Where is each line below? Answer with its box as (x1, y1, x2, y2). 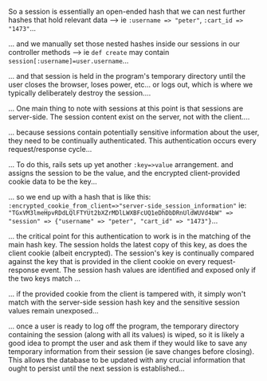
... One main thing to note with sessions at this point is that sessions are (8, 103, 244, 113)
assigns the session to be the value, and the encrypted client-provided (8, 169, 241, 177)
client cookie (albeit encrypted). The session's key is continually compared (8, 248, 255, 258)
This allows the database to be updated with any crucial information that (8, 356, 245, 364)
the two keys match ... (8, 274, 81, 283)
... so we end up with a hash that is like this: (8, 192, 151, 201)
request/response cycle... (8, 145, 92, 154)
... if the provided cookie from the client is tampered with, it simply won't (8, 290, 246, 298)
